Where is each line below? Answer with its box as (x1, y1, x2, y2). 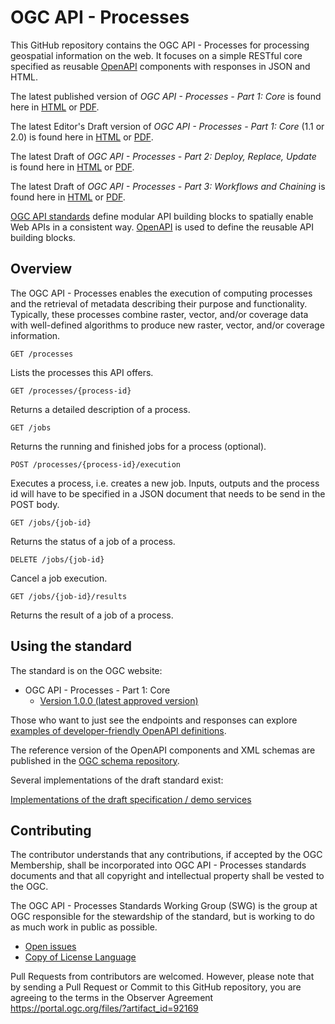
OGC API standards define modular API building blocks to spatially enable (10, 210, 314, 222)
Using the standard (10, 638, 132, 655)
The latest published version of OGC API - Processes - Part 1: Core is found (10, 90, 322, 102)
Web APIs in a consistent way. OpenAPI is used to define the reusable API (10, 221, 315, 233)
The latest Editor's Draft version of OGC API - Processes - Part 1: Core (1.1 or (10, 120, 325, 132)
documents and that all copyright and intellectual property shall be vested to (10, 870, 325, 882)
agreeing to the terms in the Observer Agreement (10, 992, 214, 1004)
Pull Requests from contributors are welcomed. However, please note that (10, 971, 315, 983)
